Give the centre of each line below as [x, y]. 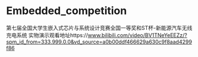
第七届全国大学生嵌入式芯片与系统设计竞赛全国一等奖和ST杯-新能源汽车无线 [99, 28]
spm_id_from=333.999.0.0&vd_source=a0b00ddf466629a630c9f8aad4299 [99, 42]
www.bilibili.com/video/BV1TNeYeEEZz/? [137, 35]
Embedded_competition [67, 11]
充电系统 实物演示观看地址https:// [47, 35]
